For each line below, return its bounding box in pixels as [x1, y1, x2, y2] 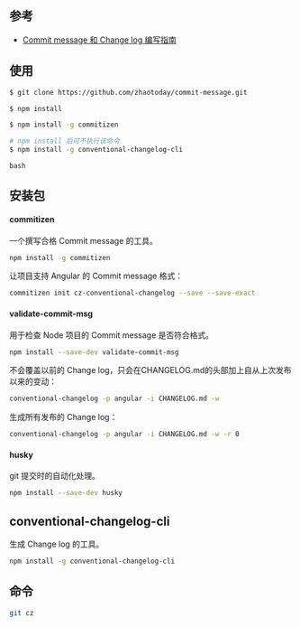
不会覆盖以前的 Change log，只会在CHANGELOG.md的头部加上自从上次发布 [9, 365, 292, 376]
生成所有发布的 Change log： [9, 412, 118, 423]
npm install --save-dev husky [9, 489, 123, 498]
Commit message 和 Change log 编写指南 [22, 34, 177, 45]
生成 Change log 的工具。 [9, 538, 105, 549]
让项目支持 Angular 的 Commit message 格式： [9, 270, 183, 282]
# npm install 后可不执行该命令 [9, 136, 120, 146]
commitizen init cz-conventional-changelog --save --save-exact [9, 288, 256, 298]
